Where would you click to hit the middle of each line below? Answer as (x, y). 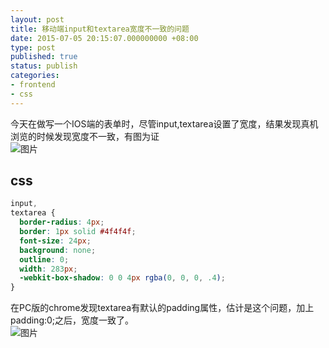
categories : (35, 76)
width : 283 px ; (48, 269)
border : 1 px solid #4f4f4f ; (78, 232)
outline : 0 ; (44, 259)
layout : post (37, 19)
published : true (44, 57)
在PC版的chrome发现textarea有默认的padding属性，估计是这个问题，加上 (162, 308)
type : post (33, 47)
